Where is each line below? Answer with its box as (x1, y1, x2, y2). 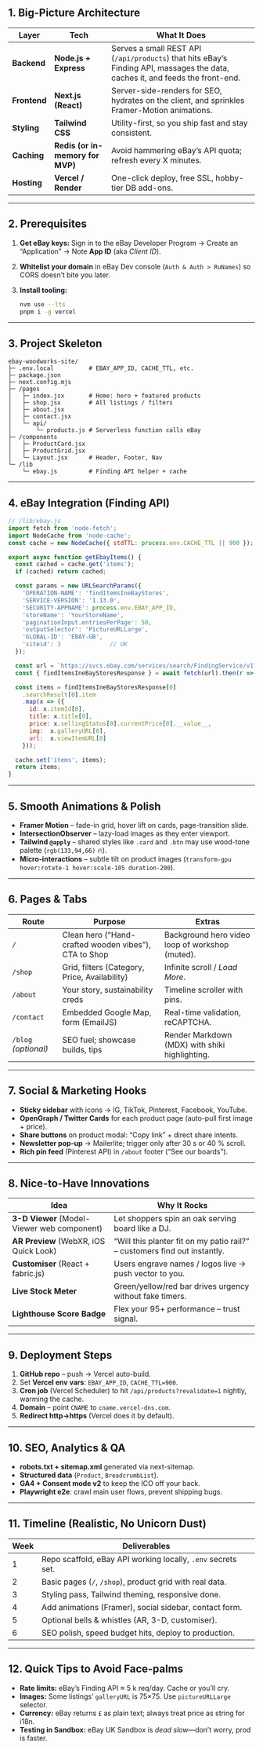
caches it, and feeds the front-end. (110, 72, 241, 83)
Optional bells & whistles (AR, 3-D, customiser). (41, 1614, 218, 1625)
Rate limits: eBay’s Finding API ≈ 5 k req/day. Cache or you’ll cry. (19, 1683, 230, 1692)
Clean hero (62, 929, 103, 940)
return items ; (15, 763, 61, 771)
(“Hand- (104, 929, 136, 940)
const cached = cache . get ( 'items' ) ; (15, 561, 135, 569)
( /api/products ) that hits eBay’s (110, 53, 228, 64)
